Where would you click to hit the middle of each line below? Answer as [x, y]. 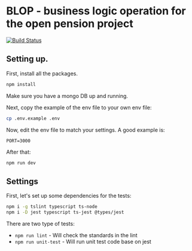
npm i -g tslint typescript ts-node [52, 207]
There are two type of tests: [40, 224]
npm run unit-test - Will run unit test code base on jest [83, 241]
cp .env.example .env [33, 118]
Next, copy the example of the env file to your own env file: [79, 107]
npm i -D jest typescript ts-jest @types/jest [65, 212]
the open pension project [70, 24]
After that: [19, 152]
